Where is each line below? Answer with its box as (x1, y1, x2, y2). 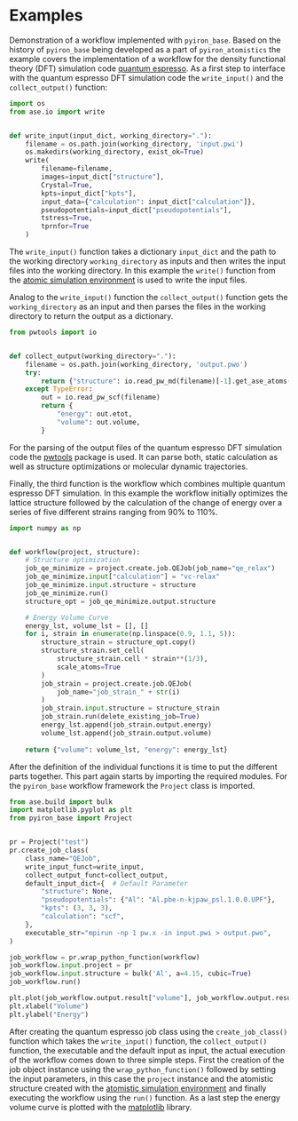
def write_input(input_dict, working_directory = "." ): (9, 131, 213, 140)
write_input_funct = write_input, (25, 863, 145, 871)
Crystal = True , (41, 180, 93, 189)
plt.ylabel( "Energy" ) (9, 1010, 90, 1019)
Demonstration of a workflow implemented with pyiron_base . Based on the (9, 35, 281, 45)
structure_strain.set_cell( (41, 646, 145, 656)
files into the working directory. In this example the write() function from (9, 266, 276, 276)
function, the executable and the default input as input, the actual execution (9, 1045, 286, 1055)
